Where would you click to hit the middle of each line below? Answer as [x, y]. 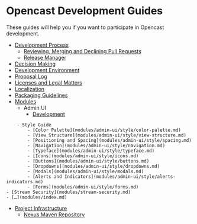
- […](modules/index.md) [37, 197]
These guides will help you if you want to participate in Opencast [85, 27]
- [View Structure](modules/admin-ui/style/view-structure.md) [107, 135]
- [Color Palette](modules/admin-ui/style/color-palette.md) [104, 130]
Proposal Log [31, 76]
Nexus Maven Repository [54, 215]
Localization [30, 89]
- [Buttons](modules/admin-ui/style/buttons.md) [88, 161]
